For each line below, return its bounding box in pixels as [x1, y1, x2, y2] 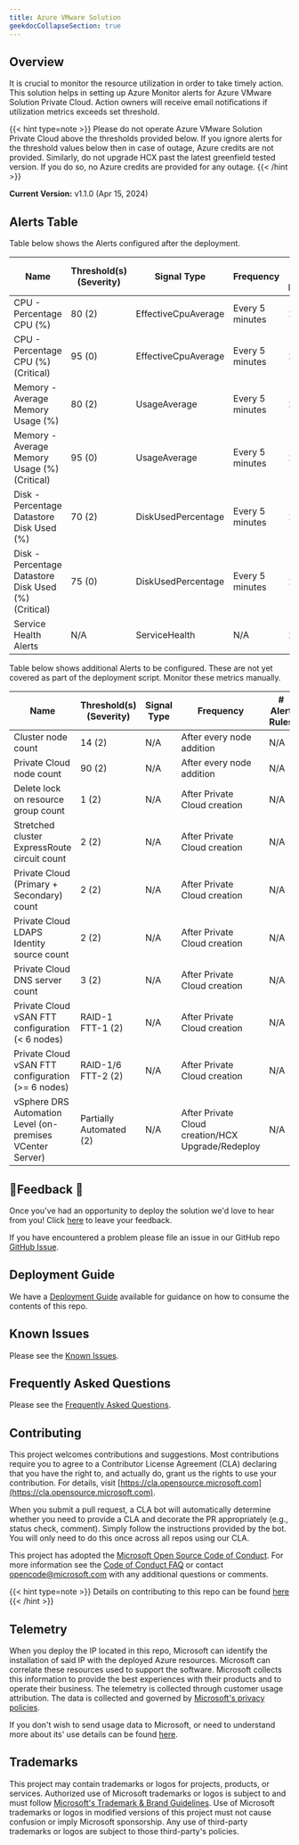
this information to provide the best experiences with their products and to [9, 1674, 282, 1684]
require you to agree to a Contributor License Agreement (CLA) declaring [9, 1459, 278, 1469]
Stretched [13, 819, 55, 831]
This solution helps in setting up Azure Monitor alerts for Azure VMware [9, 87, 272, 98]
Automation [13, 1107, 62, 1120]
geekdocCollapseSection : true [9, 21, 122, 30]
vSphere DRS [13, 1096, 69, 1108]
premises [13, 1129, 53, 1142]
